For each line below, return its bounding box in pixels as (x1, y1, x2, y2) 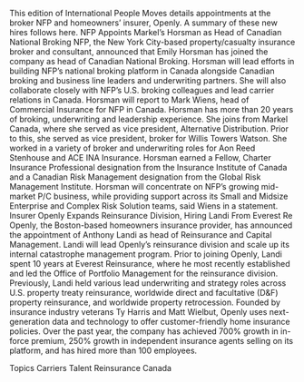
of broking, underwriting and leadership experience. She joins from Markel (9, 113, 289, 124)
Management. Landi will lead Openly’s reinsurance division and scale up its (9, 240, 290, 250)
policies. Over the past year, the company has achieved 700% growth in (9, 326, 279, 337)
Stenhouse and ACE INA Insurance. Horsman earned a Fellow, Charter (9, 152, 271, 162)
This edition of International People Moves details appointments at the (9, 8, 271, 18)
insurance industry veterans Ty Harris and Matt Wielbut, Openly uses (9, 307, 268, 317)
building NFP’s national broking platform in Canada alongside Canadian (9, 65, 275, 76)
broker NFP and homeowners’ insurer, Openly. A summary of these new (9, 17, 279, 28)
